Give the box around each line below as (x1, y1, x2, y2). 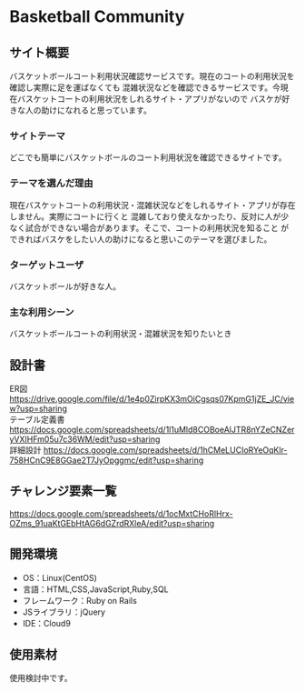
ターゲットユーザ (9, 258, 84, 271)
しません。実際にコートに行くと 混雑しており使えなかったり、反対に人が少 (9, 211, 290, 222)
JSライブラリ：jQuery (22, 607, 106, 617)
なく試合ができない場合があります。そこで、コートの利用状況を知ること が (9, 222, 289, 233)
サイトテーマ (9, 129, 66, 142)
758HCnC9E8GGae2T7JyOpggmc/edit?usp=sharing (9, 455, 204, 466)
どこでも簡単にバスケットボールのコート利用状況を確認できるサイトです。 (9, 152, 287, 163)
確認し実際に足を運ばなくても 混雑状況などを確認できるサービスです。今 (9, 82, 281, 93)
